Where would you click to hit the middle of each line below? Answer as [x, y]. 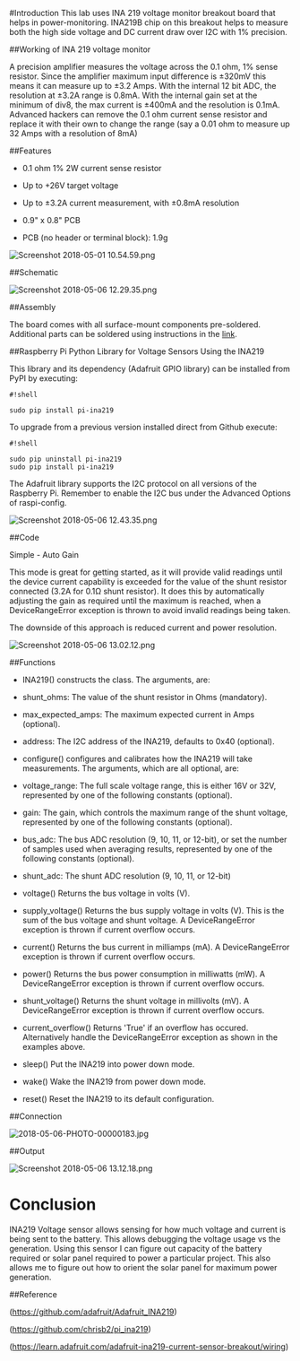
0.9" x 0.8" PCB [51, 220]
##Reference [34, 1294]
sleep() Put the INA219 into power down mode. [108, 1064]
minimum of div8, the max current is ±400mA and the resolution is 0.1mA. [145, 105]
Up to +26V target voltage [70, 186]
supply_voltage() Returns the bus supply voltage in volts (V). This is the [153, 910]
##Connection [36, 1116]
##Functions [33, 662]
